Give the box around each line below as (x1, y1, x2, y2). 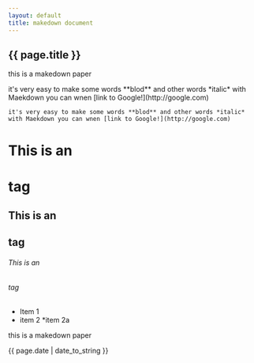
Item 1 (19, 307, 39, 316)
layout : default (8, 11, 62, 20)
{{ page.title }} (8, 48, 81, 62)
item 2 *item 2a (19, 316, 70, 325)
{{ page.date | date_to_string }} (8, 346, 109, 356)
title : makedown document (8, 19, 93, 27)
